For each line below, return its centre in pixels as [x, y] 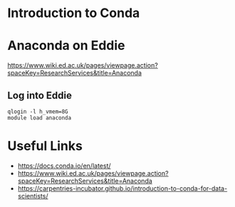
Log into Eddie [40, 95]
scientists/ [33, 196]
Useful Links [45, 146]
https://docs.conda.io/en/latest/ [64, 166]
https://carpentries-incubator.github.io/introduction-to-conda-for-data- [122, 188]
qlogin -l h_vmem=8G [38, 112]
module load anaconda [40, 118]
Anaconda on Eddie [67, 46]
